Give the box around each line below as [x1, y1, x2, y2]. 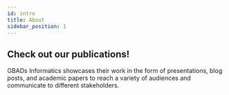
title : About [7, 17, 45, 23]
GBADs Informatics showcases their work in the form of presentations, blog [7, 67, 223, 75]
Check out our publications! [7, 48, 130, 60]
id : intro [7, 10, 36, 17]
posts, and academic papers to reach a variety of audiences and [7, 74, 192, 83]
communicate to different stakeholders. [7, 81, 120, 89]
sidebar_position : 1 [7, 23, 67, 30]
